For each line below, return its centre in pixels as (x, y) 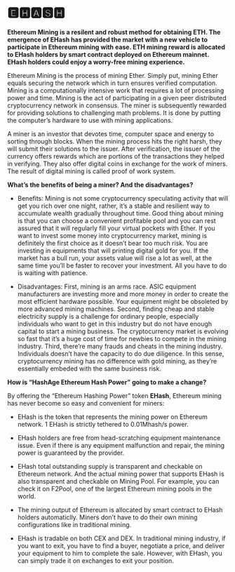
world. (27, 496)
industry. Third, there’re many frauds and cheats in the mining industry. (120, 346)
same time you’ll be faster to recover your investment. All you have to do (122, 265)
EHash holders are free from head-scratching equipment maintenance (119, 438)
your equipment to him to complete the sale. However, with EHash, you (120, 553)
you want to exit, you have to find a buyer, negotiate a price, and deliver (121, 545)
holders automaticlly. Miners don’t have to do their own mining (107, 517)
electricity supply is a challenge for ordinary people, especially (108, 316)
